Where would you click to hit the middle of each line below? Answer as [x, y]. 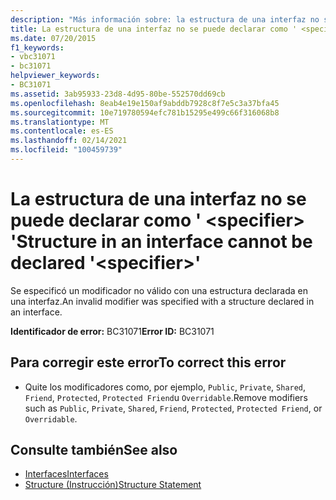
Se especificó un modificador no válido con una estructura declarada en [159, 290]
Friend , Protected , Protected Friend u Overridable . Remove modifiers [166, 397]
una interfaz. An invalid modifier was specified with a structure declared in [162, 301]
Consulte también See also [94, 450]
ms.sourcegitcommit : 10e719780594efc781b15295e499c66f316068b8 [145, 112]
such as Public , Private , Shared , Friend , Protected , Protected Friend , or [173, 408]
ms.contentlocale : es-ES [62, 131]
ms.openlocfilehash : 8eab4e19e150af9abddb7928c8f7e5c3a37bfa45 [145, 103]
